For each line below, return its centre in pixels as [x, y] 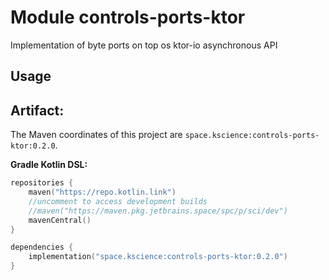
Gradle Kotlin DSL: [49, 165]
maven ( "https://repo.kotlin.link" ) [102, 192]
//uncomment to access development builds [118, 201]
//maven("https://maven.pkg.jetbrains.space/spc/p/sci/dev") [158, 211]
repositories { [42, 183]
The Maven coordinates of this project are [96, 135]
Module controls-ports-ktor [128, 17]
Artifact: [37, 110]
